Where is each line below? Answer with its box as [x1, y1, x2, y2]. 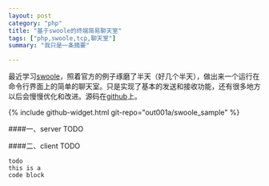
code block [8, 172, 45, 180]
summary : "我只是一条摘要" [8, 42, 90, 50]
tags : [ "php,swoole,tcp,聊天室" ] [8, 34, 116, 42]
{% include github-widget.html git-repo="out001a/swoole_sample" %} [8, 107, 240, 117]
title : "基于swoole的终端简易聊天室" [8, 26, 122, 34]
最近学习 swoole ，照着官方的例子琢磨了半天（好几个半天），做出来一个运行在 [8, 71, 260, 81]
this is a [8, 164, 42, 172]
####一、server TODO [8, 124, 84, 134]
